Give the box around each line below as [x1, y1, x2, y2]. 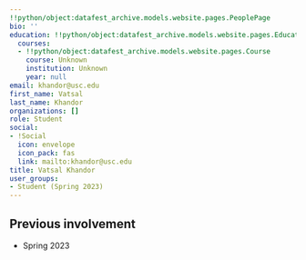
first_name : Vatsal [9, 89, 84, 98]
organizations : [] [9, 106, 79, 115]
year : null [25, 73, 67, 82]
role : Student [9, 115, 64, 124]
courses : [17, 38, 51, 48]
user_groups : [9, 174, 59, 183]
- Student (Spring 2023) [9, 183, 104, 192]
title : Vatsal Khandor [9, 165, 96, 175]
